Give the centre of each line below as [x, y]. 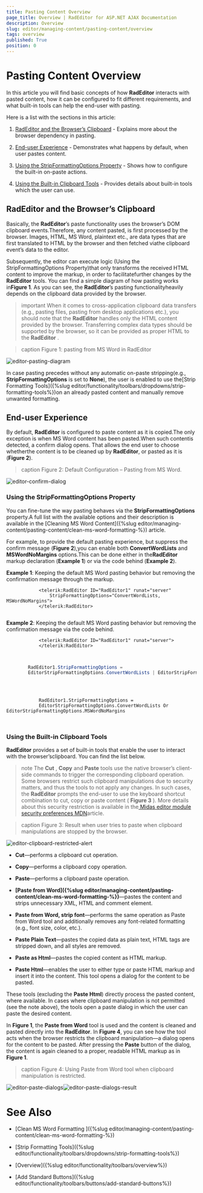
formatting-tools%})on [34, 392]
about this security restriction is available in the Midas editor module [106, 807]
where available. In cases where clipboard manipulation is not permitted [96, 1001]
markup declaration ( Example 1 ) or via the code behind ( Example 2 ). [92, 561]
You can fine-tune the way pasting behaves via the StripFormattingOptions [101, 510]
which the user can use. [45, 190]
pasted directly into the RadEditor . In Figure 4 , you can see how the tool [96, 1032]
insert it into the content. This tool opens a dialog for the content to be [102, 976]
